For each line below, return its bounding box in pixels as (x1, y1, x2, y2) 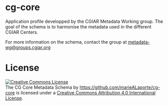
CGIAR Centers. (5, 29, 38, 35)
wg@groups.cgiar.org (5, 44, 51, 50)
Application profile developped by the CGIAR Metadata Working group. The (5, 18, 163, 24)
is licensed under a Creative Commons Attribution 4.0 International (16, 89, 156, 95)
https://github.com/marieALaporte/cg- (79, 84, 160, 90)
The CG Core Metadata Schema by (5, 84, 79, 90)
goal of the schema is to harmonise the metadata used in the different (5, 23, 152, 29)
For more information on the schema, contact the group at (5, 39, 127, 45)
